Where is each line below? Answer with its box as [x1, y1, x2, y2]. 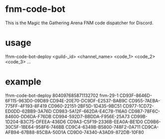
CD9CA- [141, 124, 159, 130]
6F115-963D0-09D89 [5, 97, 49, 103]
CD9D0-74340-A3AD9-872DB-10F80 [67, 129, 144, 135]
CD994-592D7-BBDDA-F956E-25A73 [52, 113, 130, 119]
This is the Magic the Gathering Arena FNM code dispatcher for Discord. [5, 20, 154, 26]
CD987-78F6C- [128, 108, 161, 114]
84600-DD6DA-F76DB [5, 113, 52, 119]
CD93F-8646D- [119, 93, 153, 98]
